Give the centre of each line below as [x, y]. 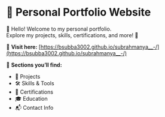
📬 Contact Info [34, 107]
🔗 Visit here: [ [23, 47]
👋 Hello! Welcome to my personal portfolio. [59, 29]
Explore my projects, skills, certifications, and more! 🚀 [72, 35]
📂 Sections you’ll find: [34, 65]
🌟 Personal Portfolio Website [79, 12]
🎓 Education [31, 98]
